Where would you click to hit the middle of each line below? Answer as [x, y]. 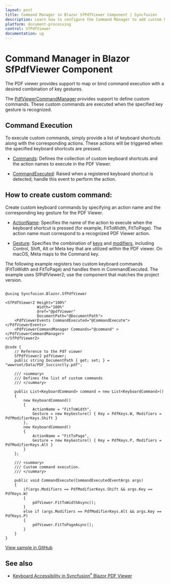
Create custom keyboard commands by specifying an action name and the [83, 207]
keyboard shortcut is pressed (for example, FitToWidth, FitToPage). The [87, 228]
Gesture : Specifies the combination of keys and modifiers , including [83, 243]
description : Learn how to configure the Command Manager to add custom [83, 19]
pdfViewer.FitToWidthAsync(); [64, 502]
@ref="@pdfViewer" [56, 311]
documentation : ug [25, 34]
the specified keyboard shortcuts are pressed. [53, 148]
